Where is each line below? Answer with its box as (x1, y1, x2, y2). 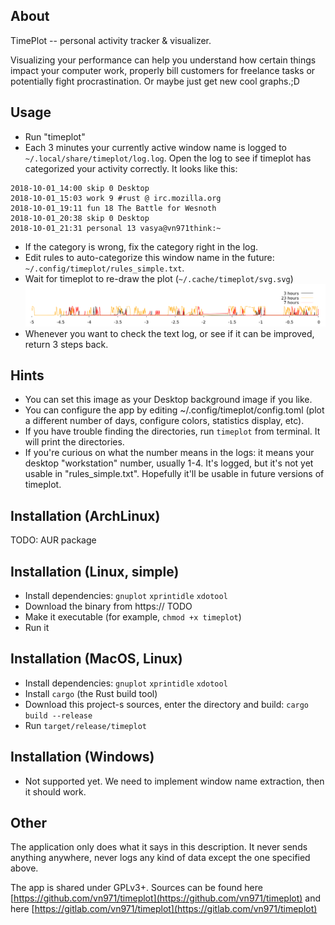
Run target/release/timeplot (24, 719, 147, 731)
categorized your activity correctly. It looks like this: (24, 162, 238, 174)
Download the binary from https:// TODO (24, 600, 193, 613)
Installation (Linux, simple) (10, 563, 180, 580)
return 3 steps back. (24, 338, 109, 350)
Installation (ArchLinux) (10, 507, 161, 524)
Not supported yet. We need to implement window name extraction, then (24, 775, 325, 787)
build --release (24, 710, 93, 721)
